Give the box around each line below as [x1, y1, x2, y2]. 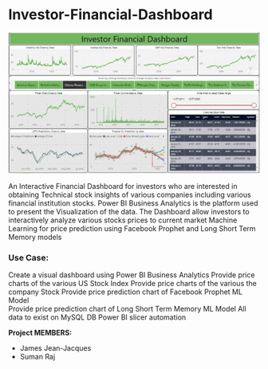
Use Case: [8, 252, 49, 263]
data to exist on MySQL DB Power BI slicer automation [8, 312, 187, 322]
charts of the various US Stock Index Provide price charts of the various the [8, 279, 257, 289]
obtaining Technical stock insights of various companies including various [8, 190, 251, 199]
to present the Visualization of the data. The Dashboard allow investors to [8, 206, 250, 216]
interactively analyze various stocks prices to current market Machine [8, 215, 238, 225]
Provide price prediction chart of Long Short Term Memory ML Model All [8, 304, 246, 314]
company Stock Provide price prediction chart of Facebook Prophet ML [8, 287, 243, 296]
